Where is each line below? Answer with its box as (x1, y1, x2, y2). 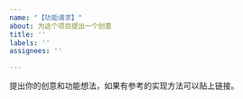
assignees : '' (9, 47, 63, 56)
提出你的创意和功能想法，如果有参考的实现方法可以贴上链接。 (9, 80, 239, 91)
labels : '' (9, 38, 51, 48)
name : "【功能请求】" (9, 13, 83, 22)
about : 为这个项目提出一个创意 (9, 22, 112, 31)
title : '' (9, 30, 47, 39)
